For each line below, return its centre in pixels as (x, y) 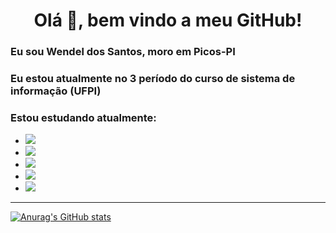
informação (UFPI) (56, 91)
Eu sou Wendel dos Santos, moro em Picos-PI (123, 52)
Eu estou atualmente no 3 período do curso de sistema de (153, 79)
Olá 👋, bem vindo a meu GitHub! (168, 20)
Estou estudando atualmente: (83, 117)
